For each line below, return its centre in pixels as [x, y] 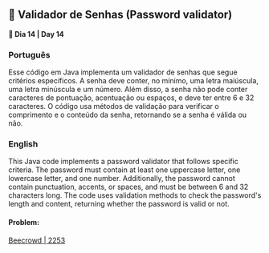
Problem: [24, 222]
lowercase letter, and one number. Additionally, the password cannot [122, 179]
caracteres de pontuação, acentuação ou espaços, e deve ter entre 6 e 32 [131, 98]
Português [29, 54]
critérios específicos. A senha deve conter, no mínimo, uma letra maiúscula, [134, 81]
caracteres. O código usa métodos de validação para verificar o [114, 106]
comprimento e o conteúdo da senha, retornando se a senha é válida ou [128, 115]
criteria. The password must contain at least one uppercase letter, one [124, 170]
